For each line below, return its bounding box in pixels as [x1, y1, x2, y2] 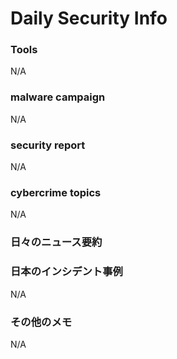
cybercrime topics [10, 186, 102, 199]
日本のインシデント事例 [10, 265, 123, 279]
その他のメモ [10, 315, 73, 329]
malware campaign [10, 90, 106, 104]
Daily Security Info [10, 7, 168, 30]
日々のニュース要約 [10, 235, 103, 249]
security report [10, 138, 86, 152]
